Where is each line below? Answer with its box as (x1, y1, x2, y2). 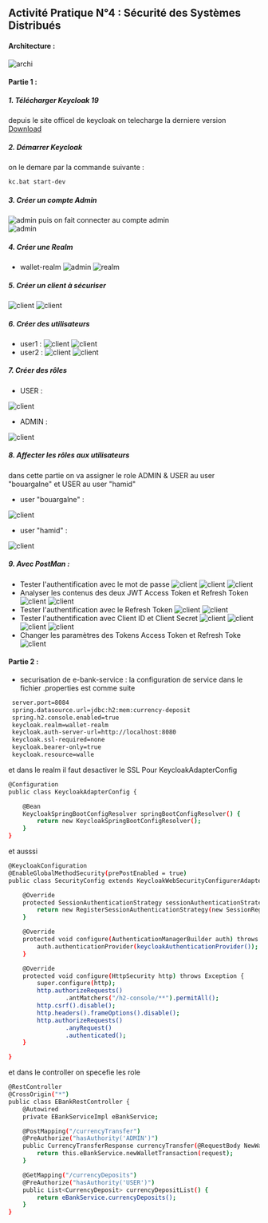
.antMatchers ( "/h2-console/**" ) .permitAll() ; (65, 994, 219, 1003)
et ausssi (8, 846, 38, 857)
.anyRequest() (65, 1023, 112, 1032)
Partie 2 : (8, 657, 39, 667)
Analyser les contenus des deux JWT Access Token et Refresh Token (19, 588, 249, 597)
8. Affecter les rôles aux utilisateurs (8, 450, 130, 460)
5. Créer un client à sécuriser (8, 280, 106, 290)
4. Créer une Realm (8, 242, 73, 251)
